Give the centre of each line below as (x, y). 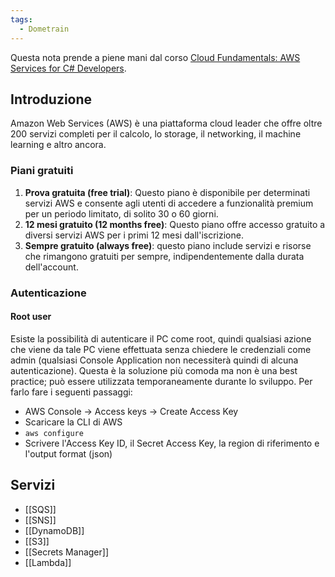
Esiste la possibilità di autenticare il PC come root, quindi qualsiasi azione (161, 338)
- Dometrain (44, 29)
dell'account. (51, 267)
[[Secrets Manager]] (66, 552)
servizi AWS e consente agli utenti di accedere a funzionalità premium (169, 203)
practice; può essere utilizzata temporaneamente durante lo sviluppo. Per (161, 381)
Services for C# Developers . (68, 68)
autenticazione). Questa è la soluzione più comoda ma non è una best (154, 370)
